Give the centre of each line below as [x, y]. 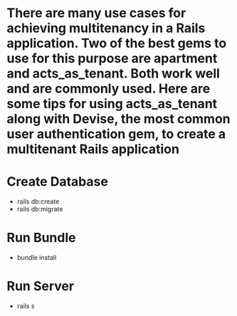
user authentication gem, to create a [116, 134]
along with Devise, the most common [118, 119]
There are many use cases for [96, 13]
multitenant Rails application [93, 149]
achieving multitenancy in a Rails [106, 28]
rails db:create [38, 201]
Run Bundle [41, 238]
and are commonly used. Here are [109, 89]
